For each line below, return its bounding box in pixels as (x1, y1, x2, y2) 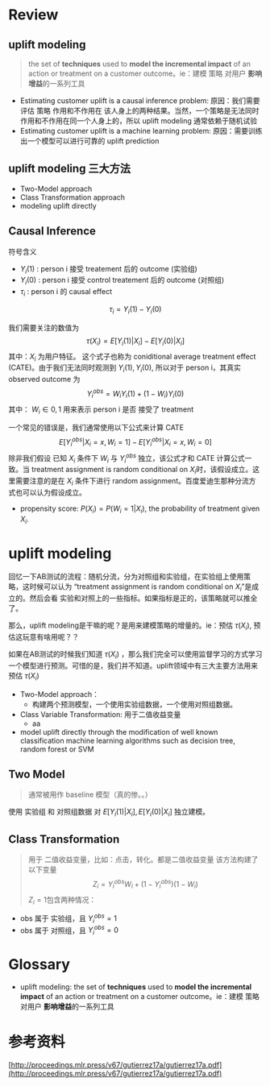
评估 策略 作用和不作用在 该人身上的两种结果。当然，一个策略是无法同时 (19, 106, 260, 115)
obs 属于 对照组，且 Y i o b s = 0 (19, 924, 119, 937)
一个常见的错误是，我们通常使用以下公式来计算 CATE (8, 423, 184, 433)
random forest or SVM (19, 744, 94, 754)
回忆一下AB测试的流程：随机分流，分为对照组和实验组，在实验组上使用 (8, 572, 244, 582)
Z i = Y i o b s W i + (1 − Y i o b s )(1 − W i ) (92, 878, 199, 891)
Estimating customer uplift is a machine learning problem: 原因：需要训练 (19, 126, 263, 135)
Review (8, 6, 59, 24)
